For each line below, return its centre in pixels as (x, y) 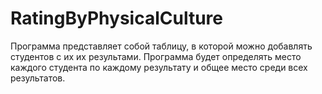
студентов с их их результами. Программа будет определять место (156, 56)
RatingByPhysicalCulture (116, 18)
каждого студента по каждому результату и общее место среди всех (159, 67)
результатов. (38, 78)
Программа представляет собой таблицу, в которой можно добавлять (161, 46)
